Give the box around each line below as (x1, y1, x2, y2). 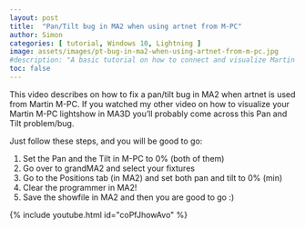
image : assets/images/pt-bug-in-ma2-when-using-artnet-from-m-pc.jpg (9, 47, 280, 56)
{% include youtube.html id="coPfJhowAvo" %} (9, 209, 188, 220)
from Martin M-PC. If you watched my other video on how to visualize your (9, 98, 290, 109)
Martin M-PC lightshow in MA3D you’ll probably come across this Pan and (9, 108, 288, 119)
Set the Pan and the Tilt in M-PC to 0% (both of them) (22, 153, 225, 164)
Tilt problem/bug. (9, 117, 75, 128)
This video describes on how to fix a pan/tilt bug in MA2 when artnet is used (9, 88, 296, 100)
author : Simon (9, 30, 64, 39)
